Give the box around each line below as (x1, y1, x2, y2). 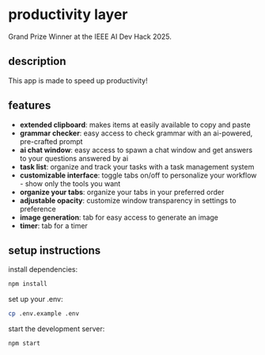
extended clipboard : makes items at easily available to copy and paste (19, 120, 251, 129)
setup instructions (8, 243, 101, 257)
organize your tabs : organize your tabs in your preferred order (19, 187, 225, 197)
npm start (8, 339, 41, 348)
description (8, 55, 66, 68)
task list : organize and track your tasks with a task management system (19, 162, 255, 171)
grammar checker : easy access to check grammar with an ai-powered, (19, 128, 253, 138)
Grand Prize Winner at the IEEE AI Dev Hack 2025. (8, 32, 172, 41)
